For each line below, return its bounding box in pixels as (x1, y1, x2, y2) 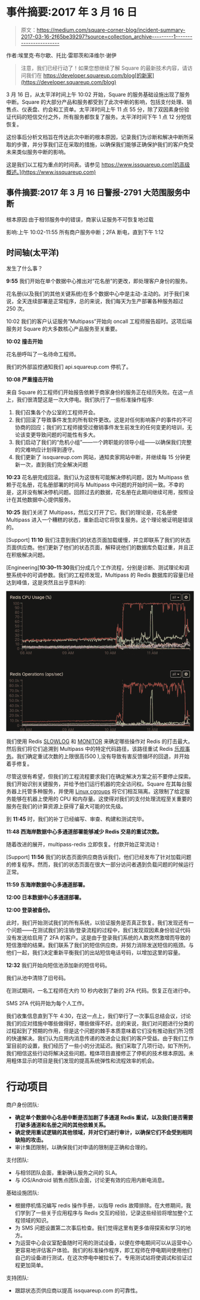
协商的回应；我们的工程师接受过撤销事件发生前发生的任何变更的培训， (14, 423, 187, 430)
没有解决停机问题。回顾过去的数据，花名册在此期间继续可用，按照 (26, 488, 189, 495)
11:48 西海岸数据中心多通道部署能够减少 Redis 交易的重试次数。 (6, 828, 162, 835)
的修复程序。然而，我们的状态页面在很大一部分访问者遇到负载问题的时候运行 (6, 861, 194, 868)
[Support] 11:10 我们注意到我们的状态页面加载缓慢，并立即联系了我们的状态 (6, 536, 191, 543)
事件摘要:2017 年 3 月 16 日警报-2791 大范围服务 (6, 187, 183, 198)
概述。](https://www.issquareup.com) (6, 168, 96, 175)
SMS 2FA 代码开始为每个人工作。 (6, 999, 87, 1006)
